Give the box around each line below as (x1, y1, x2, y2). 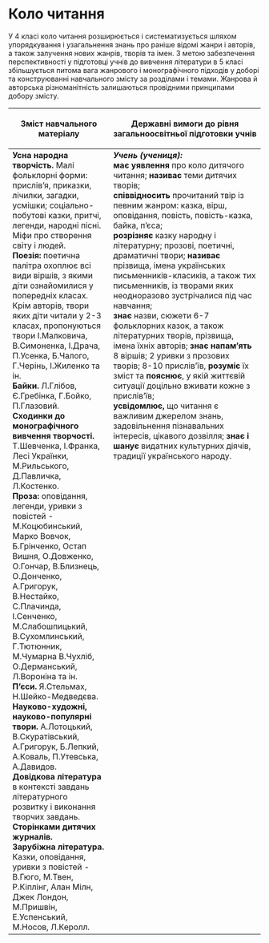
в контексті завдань (12, 781, 90, 792)
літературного (12, 791, 68, 802)
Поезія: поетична (12, 249, 80, 261)
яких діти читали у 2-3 (12, 310, 102, 321)
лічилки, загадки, (12, 189, 79, 200)
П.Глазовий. (12, 400, 60, 411)
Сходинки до (12, 410, 66, 421)
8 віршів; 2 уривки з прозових (113, 350, 230, 361)
